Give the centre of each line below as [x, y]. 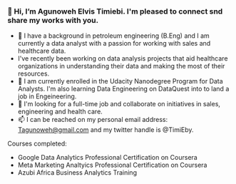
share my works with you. [53, 20]
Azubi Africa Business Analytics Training [77, 173]
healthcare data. [42, 51]
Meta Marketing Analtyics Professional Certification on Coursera [112, 165]
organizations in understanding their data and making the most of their [121, 66]
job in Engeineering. [47, 96]
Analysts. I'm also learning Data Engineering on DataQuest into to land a [123, 89]
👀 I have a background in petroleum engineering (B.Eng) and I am [114, 36]
